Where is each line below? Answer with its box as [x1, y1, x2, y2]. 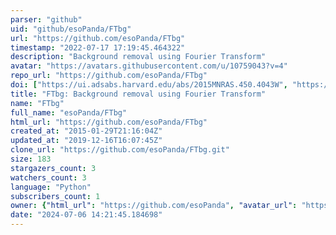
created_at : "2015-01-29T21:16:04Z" [10, 126, 163, 136]
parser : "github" [10, 14, 83, 25]
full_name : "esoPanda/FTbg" [10, 107, 128, 118]
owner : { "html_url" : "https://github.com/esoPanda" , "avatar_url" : [10, 201, 298, 211]
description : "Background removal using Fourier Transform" [10, 52, 267, 62]
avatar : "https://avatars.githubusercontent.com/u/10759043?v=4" [10, 61, 288, 71]
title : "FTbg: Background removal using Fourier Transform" [10, 89, 267, 99]
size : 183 [10, 154, 52, 164]
